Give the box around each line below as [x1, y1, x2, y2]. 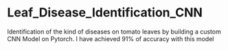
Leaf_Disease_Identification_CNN [7, 5, 203, 21]
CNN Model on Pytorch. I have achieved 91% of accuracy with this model [7, 34, 214, 42]
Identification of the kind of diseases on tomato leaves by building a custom [7, 27, 221, 36]
